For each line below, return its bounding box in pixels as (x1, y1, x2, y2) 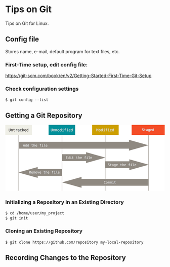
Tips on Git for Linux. (5, 20, 49, 26)
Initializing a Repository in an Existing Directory (5, 199, 124, 206)
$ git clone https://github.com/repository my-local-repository (5, 240, 144, 245)
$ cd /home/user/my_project (5, 211, 65, 216)
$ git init (5, 216, 28, 221)
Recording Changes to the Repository (5, 253, 126, 262)
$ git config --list (5, 97, 49, 102)
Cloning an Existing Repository (5, 227, 82, 235)
